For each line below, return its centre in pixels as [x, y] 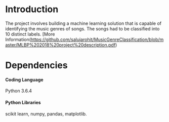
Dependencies [36, 66]
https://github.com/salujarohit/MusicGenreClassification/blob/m [97, 39]
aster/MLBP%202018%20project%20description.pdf [60, 45]
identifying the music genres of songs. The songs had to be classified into [82, 28]
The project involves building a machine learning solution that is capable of [83, 23]
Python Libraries [23, 102]
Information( [18, 39]
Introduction [32, 9]
